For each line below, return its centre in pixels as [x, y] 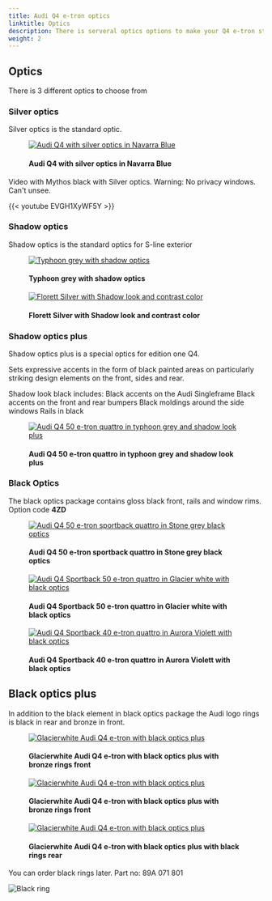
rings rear [45, 855]
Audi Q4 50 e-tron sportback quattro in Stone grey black [125, 552]
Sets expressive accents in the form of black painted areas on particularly [132, 369]
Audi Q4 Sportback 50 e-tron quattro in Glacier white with [128, 606]
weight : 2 [25, 38]
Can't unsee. [30, 190]
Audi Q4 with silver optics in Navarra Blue [100, 164]
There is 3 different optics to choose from [78, 91]
